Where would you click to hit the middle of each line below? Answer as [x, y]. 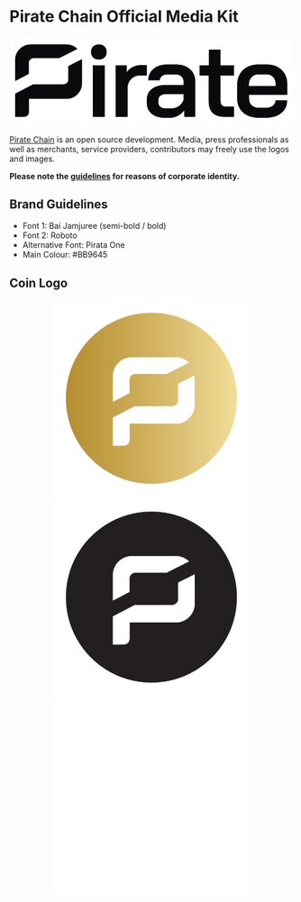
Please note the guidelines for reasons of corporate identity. [125, 176]
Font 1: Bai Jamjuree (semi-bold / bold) [94, 226]
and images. [32, 159]
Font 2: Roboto [50, 235]
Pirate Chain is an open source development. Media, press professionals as [149, 139]
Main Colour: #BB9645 [65, 255]
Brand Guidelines [59, 204]
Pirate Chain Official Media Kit [124, 17]
